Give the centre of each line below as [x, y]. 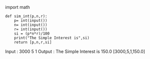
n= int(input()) [31, 25]
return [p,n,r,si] [33, 42]
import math [18, 7]
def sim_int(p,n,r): [26, 16]
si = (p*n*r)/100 [32, 34]
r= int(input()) [31, 29]
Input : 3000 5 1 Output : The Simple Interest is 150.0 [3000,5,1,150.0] [75, 51]
